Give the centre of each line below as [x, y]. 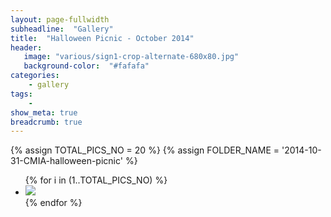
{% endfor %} [53, 203]
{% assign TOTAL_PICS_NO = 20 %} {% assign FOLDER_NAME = [145, 150]
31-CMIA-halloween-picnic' [66, 161]
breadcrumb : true [46, 122]
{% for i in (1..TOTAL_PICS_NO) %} [96, 180]
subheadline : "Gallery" [62, 29]
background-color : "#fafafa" [86, 66]
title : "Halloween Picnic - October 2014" [102, 38]
